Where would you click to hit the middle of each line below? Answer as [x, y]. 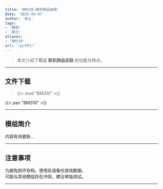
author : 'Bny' [19, 18]
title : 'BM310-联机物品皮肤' [32, 9]
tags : [10, 23]
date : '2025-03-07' [25, 14]
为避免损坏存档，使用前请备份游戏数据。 [45, 171]
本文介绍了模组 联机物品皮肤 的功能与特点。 [61, 60]
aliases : [14, 37]
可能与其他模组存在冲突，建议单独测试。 [45, 177]
